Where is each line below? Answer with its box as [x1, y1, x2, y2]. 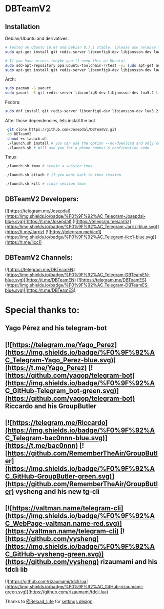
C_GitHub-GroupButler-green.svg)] [5, 472, 115, 481]
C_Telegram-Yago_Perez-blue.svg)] [5, 356, 116, 364]
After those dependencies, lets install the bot [5, 118, 95, 123]
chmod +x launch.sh [7, 136, 47, 141]
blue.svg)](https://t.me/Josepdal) [5, 218, 72, 224]
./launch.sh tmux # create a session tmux [5, 164, 93, 169]
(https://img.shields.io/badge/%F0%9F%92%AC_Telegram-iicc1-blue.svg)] [5, 234, 156, 240]
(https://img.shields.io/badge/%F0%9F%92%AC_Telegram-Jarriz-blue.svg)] [5, 224, 159, 229]
